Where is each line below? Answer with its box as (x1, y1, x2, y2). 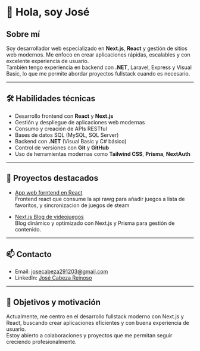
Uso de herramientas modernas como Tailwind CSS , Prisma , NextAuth (14, 150, 190, 157)
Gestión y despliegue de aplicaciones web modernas (14, 118, 145, 126)
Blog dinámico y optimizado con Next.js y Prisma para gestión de (14, 220, 175, 227)
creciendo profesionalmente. (6, 339, 77, 346)
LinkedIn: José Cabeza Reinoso (14, 274, 92, 281)
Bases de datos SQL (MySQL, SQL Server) (14, 131, 119, 139)
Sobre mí (6, 29, 40, 39)
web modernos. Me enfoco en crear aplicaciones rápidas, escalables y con (6, 51, 190, 58)
